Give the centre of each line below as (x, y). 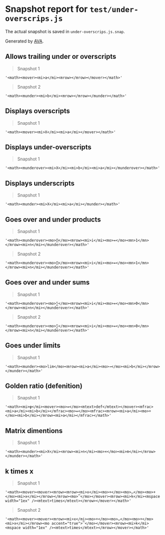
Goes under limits (33, 346)
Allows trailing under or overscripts (61, 57)
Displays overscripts (38, 111)
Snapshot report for (46, 9)
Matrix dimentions (34, 431)
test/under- (114, 10)
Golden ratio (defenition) (44, 386)
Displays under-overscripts (48, 147)
